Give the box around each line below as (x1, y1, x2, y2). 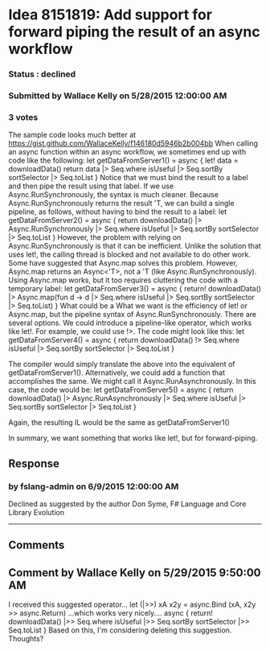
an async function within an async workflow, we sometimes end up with (8, 147, 247, 157)
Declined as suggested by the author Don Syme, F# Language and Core (8, 499, 247, 509)
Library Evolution (8, 508, 65, 517)
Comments (8, 538, 65, 552)
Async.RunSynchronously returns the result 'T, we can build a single (8, 199, 235, 208)
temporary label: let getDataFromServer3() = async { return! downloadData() (8, 284, 262, 294)
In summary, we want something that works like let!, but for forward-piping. (8, 433, 258, 443)
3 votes (8, 111, 39, 122)
